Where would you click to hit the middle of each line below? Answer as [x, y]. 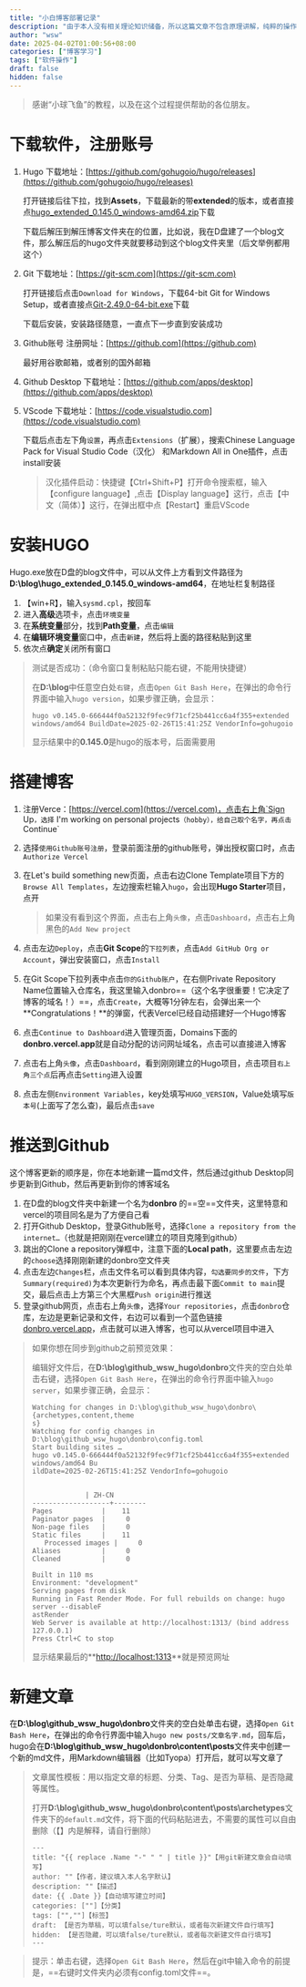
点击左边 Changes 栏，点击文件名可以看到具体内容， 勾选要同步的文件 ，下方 [156, 1271]
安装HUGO [50, 545]
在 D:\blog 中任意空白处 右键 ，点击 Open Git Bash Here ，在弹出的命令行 [161, 687]
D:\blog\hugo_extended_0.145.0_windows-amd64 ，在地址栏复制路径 [143, 583]
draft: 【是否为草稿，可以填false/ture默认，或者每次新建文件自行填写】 [154, 1925]
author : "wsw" [36, 35]
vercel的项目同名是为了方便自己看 [86, 1214]
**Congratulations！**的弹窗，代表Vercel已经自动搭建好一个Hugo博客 [154, 1013]
